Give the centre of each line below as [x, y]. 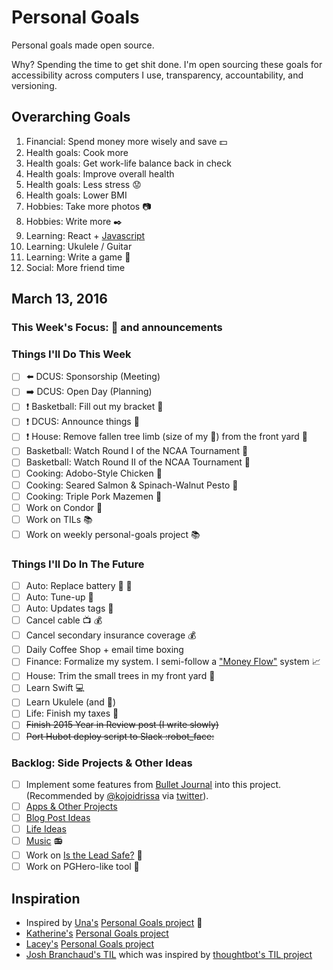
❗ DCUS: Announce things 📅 [82, 422]
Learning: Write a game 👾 [78, 257]
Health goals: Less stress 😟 [83, 184]
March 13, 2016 [59, 299]
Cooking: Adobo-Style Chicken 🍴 [94, 473]
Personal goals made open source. [83, 45]
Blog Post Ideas [58, 818]
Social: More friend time [75, 267]
